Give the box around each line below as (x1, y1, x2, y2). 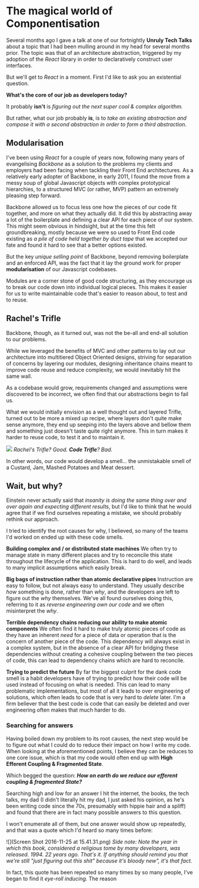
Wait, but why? (6, 481, 63, 491)
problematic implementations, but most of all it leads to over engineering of (6, 687, 190, 695)
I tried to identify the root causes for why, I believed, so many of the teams (6, 527, 188, 535)
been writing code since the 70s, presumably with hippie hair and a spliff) (6, 802, 186, 809)
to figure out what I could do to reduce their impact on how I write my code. (6, 741, 191, 749)
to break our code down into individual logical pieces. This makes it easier (6, 283, 187, 290)
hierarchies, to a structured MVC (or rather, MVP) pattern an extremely (6, 185, 179, 192)
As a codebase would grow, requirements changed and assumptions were (6, 384, 188, 391)
